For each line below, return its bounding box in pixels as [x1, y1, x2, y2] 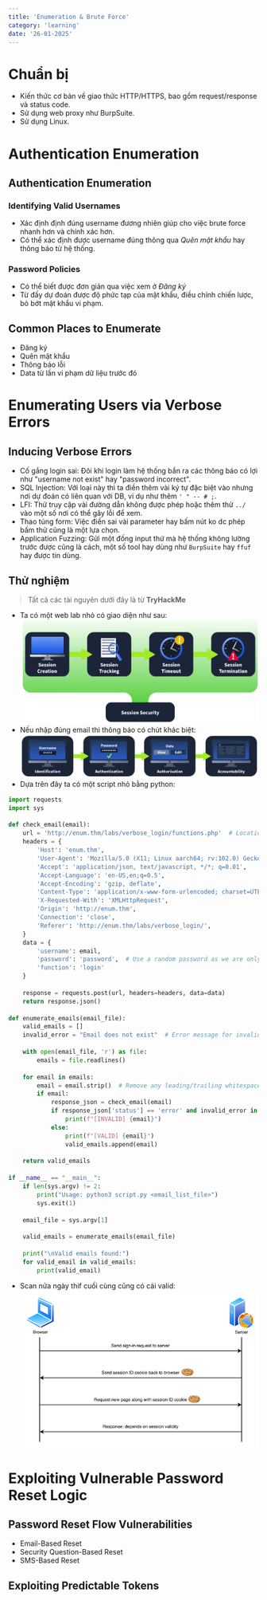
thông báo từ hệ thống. [19, 244, 95, 254]
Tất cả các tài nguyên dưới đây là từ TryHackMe [27, 595, 187, 605]
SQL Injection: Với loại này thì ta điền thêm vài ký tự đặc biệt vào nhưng [19, 483, 253, 493]
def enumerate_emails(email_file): [8, 1014, 126, 1022]
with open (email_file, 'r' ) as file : [22, 1048, 148, 1056]
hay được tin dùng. [19, 551, 82, 560]
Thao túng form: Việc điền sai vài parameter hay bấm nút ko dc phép [19, 517, 246, 526]
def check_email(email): [8, 821, 91, 829]
